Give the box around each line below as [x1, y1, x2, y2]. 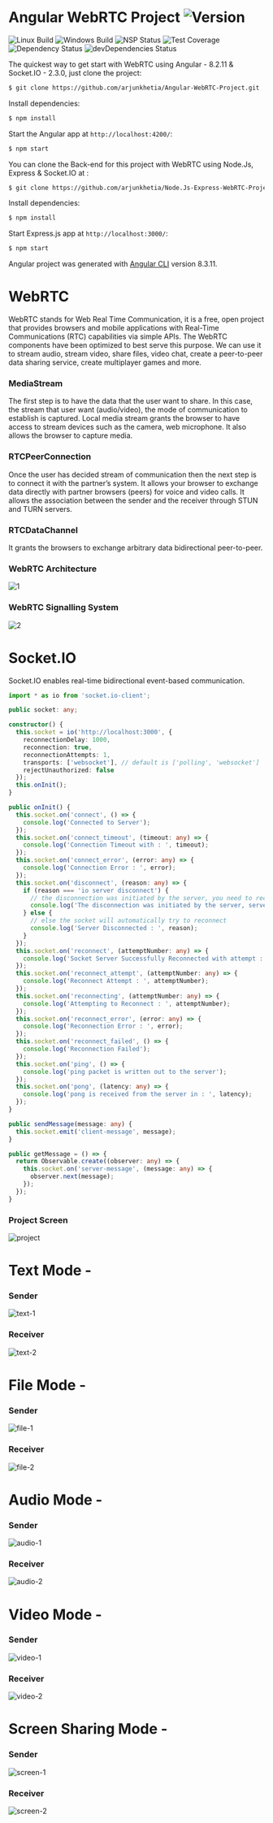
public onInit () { [8, 803, 71, 812]
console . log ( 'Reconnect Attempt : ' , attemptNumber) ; [23, 977, 209, 985]
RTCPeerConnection [8, 451, 92, 462]
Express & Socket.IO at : [8, 167, 89, 178]
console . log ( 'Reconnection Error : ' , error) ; [23, 1022, 184, 1031]
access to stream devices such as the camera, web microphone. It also [8, 422, 246, 432]
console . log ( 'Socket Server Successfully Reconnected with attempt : [23, 955, 264, 963]
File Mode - [8, 1375, 87, 1394]
